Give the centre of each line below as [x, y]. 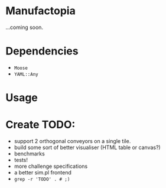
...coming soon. [25, 27]
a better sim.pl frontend [43, 172]
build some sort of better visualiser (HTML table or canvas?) [87, 147]
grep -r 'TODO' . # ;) [42, 179]
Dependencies [42, 51]
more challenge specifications [51, 166]
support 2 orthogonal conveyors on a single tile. [72, 141]
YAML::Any [26, 74]
